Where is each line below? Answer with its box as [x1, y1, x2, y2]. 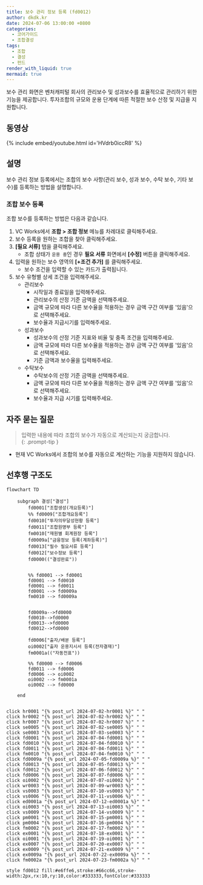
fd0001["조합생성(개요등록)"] [28, 505, 94, 511]
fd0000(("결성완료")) [28, 556, 78, 562]
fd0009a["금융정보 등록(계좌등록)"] [28, 537, 108, 543]
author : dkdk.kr [6, 15, 47, 21]
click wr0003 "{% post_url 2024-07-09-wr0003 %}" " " [6, 782, 145, 789]
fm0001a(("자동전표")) [28, 650, 81, 656]
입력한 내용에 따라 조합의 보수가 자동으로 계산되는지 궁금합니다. [21, 431, 171, 439]
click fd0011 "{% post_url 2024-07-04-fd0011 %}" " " [6, 745, 145, 752]
